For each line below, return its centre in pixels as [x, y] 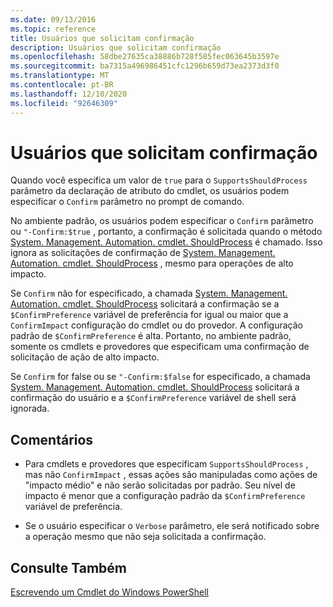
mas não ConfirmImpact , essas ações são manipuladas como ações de [171, 475]
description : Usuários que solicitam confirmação [116, 47]
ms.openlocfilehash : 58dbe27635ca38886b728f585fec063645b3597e [145, 57]
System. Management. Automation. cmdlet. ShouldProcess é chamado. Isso [166, 242]
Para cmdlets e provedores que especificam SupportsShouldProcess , [166, 464]
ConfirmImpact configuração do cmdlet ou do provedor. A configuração [156, 325]
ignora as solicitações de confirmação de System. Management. [143, 253]
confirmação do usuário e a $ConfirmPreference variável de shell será [153, 398]
